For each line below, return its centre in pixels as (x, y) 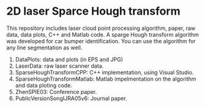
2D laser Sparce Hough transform (93, 11)
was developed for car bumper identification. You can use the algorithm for (101, 41)
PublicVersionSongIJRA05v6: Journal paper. (71, 98)
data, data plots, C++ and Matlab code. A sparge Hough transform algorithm (102, 34)
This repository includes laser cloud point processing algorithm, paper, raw (101, 28)
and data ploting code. (43, 85)
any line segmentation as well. (44, 48)
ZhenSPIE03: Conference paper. (56, 92)
